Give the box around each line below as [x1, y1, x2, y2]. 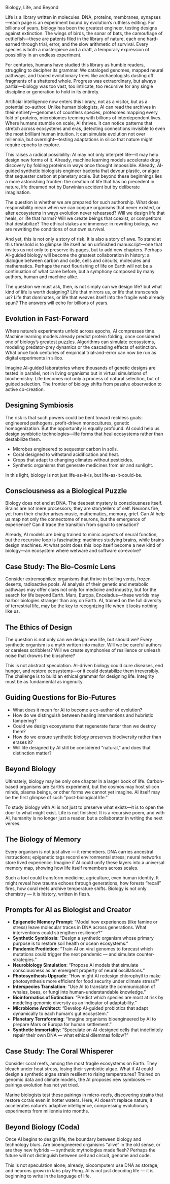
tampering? [12, 717, 37, 723]
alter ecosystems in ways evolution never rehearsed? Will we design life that [5, 210, 165, 216]
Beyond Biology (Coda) [5, 1123, 80, 1131]
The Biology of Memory [5, 835, 81, 844]
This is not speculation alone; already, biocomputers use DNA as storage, [5, 1162, 159, 1168]
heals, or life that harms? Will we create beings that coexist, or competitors [5, 215, 162, 221]
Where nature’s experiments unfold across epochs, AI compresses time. [5, 327, 156, 334]
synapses [141, 14, 161, 20]
